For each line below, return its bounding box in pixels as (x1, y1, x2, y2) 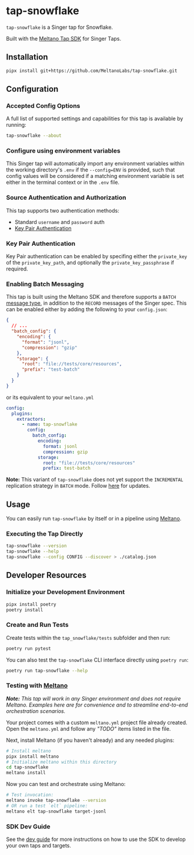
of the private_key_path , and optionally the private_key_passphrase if (6, 259, 175, 266)
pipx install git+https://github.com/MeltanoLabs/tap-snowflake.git (6, 68, 178, 74)
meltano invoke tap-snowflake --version (6, 797, 107, 804)
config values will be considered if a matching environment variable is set (6, 173, 184, 180)
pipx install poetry (6, 601, 57, 608)
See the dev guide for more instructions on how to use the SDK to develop (6, 836, 186, 843)
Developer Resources (6, 570, 87, 580)
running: (6, 121, 26, 128)
